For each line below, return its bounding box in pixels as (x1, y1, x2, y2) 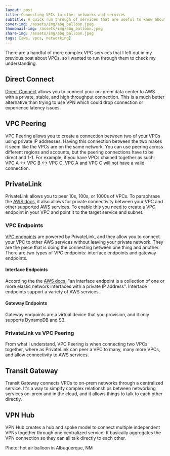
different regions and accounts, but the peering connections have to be (5, 149, 154, 155)
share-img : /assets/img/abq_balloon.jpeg (5, 31, 94, 36)
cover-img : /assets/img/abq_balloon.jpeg (5, 21, 94, 27)
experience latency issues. (5, 104, 61, 110)
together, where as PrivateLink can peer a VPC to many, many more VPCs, (5, 347, 160, 353)
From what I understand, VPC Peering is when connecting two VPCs (5, 341, 148, 347)
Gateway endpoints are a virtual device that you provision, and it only (5, 312, 149, 318)
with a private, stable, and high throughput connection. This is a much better (5, 94, 165, 100)
